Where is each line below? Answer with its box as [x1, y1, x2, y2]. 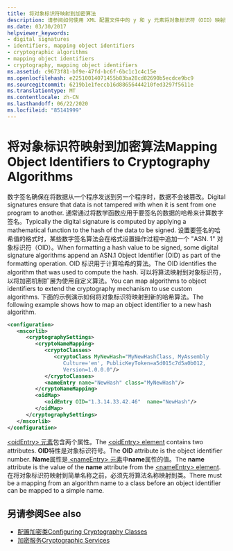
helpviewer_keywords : [7, 29, 70, 37]
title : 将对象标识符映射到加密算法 [7, 10, 96, 17]
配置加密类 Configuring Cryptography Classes [17, 527, 148, 536]
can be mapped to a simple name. [7, 486, 105, 494]
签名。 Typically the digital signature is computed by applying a [7, 217, 187, 225]
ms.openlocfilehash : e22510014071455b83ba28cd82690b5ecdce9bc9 [7, 74, 194, 82]
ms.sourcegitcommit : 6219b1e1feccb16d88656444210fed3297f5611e [7, 81, 194, 88]
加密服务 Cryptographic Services [17, 536, 110, 545]
